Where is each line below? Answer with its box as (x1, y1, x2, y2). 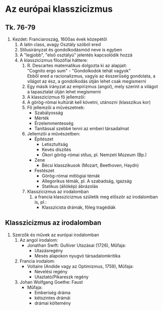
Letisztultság (41, 141, 68, 147)
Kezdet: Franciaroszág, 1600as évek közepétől (12, 36, 107, 42)
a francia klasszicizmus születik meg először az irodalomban (34, 194, 158, 200)
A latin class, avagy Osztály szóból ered (19, 42, 101, 47)
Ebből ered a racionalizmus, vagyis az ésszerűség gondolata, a (27, 73, 156, 79)
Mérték (34, 115, 49, 121)
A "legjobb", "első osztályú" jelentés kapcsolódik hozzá (19, 52, 132, 58)
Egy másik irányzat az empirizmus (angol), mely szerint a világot (27, 84, 158, 89)
